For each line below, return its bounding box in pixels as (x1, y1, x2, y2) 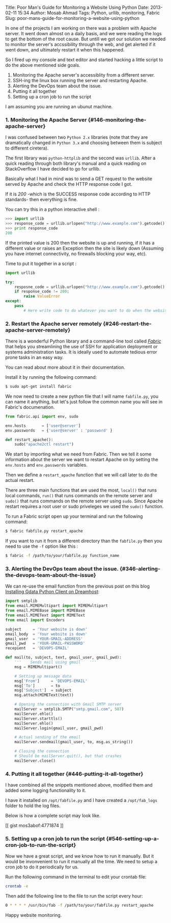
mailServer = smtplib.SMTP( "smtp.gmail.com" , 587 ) (14, 707, 124, 712)
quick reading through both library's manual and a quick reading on (5, 160, 147, 166)
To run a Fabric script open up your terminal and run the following (5, 513, 144, 520)
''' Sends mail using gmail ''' (14, 660, 97, 665)
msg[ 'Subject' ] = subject (14, 688, 72, 693)
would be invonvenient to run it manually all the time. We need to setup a (5, 859, 158, 865)
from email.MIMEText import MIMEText (5, 613, 85, 618)
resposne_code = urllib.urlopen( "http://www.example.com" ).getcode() (14, 284, 165, 289)
